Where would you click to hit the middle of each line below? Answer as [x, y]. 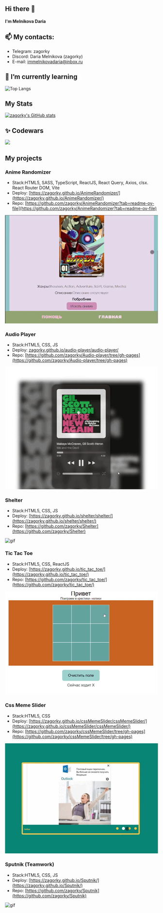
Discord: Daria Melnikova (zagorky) [47, 56]
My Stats [19, 104]
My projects [24, 158]
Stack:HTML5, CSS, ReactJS [41, 564]
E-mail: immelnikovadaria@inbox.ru [47, 62]
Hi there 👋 [20, 9]
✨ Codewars [24, 131]
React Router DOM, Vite [36, 188]
